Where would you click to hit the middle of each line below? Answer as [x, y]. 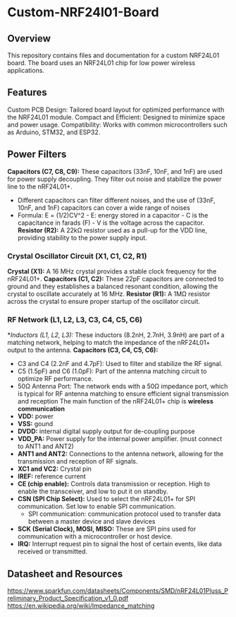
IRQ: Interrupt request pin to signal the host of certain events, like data [119, 544]
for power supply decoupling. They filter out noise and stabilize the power [114, 179]
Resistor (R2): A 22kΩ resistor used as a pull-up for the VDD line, [112, 230]
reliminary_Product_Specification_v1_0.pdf [68, 599]
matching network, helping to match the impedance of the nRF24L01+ [109, 343]
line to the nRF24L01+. [40, 186]
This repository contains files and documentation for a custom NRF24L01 [113, 55]
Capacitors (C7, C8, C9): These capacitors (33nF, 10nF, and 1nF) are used [115, 171]
